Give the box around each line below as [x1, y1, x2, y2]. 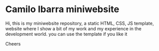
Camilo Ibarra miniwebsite [5, 4, 120, 15]
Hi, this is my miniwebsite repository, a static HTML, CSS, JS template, [5, 20, 154, 26]
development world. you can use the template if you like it [5, 31, 128, 37]
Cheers [5, 40, 21, 46]
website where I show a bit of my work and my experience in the [5, 25, 142, 31]
